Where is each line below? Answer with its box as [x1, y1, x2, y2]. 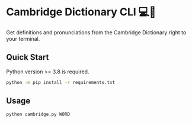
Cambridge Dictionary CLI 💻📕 [6, 5, 156, 19]
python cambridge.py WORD [6, 111, 70, 118]
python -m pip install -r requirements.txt [6, 79, 116, 85]
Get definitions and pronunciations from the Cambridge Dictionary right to [6, 28, 187, 36]
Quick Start [6, 52, 49, 63]
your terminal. [6, 35, 40, 42]
